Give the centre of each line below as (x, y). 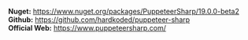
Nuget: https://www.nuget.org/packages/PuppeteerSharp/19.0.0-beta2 (124, 11)
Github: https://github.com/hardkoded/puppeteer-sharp (99, 20)
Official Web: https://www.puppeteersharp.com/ (87, 28)
